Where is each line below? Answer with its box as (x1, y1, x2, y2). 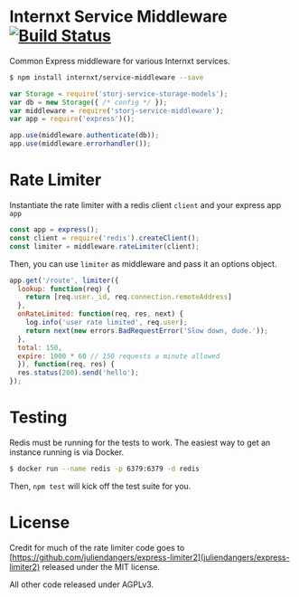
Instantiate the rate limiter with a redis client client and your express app (9, 200, 282, 210)
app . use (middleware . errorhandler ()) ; (9, 139, 152, 148)
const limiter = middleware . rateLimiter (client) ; (9, 242, 201, 251)
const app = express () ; (9, 225, 99, 234)
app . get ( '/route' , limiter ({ (9, 276, 119, 285)
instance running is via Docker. (9, 446, 125, 458)
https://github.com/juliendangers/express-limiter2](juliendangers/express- (12, 552, 291, 563)
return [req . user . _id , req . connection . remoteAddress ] (25, 292, 232, 302)
